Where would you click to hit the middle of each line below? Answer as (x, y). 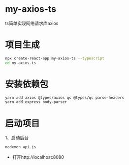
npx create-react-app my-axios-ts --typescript (55, 58)
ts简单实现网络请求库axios (32, 23)
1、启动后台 (17, 138)
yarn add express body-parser (36, 102)
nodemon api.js (21, 147)
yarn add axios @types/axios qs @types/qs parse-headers (65, 97)
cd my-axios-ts (21, 63)
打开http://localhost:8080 (38, 157)
